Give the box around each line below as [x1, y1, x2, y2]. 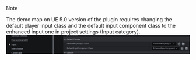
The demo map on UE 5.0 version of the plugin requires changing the [6, 16, 172, 22]
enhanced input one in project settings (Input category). [6, 28, 141, 35]
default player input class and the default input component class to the [6, 22, 176, 29]
